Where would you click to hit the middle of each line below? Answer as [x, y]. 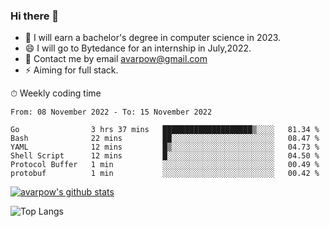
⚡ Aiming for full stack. [71, 70]
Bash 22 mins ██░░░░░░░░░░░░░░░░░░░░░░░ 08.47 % [165, 139]
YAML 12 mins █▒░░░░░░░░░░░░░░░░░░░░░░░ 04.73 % [165, 147]
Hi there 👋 [35, 16]
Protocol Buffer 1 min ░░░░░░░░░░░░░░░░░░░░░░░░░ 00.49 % [165, 165]
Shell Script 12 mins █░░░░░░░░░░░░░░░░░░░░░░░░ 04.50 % [165, 156]
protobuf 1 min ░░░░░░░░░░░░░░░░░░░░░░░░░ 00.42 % [165, 174]
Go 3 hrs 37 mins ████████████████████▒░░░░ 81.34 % [165, 130]
